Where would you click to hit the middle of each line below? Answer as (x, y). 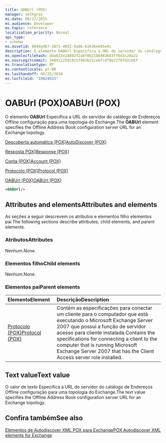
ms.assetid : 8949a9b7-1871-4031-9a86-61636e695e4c (58, 46)
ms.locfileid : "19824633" (32, 79)
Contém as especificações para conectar (104, 308)
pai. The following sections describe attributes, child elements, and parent (80, 222)
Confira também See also (44, 418)
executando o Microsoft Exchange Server (105, 321)
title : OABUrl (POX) (26, 10)
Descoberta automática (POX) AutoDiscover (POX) (56, 142)
